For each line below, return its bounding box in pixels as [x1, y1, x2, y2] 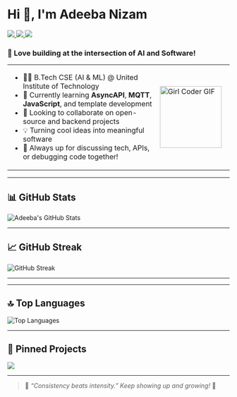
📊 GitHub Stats [7, 191, 76, 203]
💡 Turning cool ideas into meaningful [23, 126, 145, 135]
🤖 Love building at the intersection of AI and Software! [7, 48, 196, 58]
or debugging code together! [23, 152, 119, 161]
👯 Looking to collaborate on [23, 108, 114, 118]
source [23, 116, 46, 126]
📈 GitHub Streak [7, 241, 83, 253]
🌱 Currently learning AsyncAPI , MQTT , [23, 90, 152, 100]
